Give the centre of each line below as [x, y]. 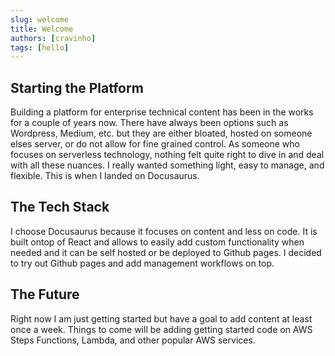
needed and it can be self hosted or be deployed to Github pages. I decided [166, 252]
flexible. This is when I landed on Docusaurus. [105, 176]
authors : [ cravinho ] [53, 38]
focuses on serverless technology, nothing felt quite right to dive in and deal [167, 155]
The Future [45, 294]
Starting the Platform [77, 87]
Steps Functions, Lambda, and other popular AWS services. [133, 340]
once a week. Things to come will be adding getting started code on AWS [161, 329]
